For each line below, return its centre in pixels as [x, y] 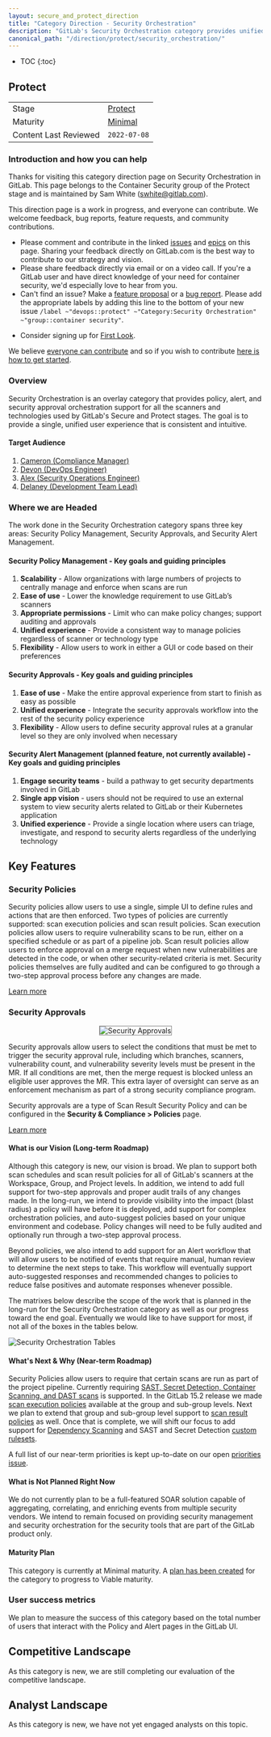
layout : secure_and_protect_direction [73, 16]
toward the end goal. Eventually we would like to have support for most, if [131, 1318]
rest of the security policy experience [82, 718]
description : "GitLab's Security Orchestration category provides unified [137, 31]
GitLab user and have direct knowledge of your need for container [130, 277]
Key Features [42, 866]
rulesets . [23, 1439]
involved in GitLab [50, 789]
